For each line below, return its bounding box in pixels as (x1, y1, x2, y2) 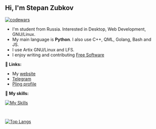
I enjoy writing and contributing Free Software (12, 52, 105, 58)
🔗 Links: (5, 61, 22, 67)
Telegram (12, 76, 32, 81)
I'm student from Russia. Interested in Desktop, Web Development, (12, 26, 146, 32)
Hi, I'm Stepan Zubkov (5, 4, 74, 12)
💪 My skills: (5, 90, 29, 96)
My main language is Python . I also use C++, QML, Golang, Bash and (12, 36, 152, 42)
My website (12, 70, 36, 77)
